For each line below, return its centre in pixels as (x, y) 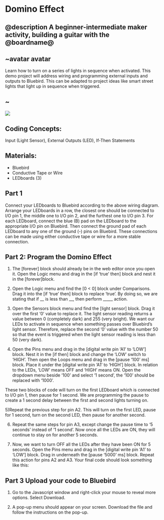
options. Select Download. (39, 497)
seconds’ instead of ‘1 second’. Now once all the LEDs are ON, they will (84, 430)
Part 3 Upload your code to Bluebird (60, 481)
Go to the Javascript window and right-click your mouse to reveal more (84, 493)
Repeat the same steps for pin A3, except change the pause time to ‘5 (82, 425)
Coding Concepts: (34, 129)
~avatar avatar (28, 59)
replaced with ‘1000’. (33, 380)
